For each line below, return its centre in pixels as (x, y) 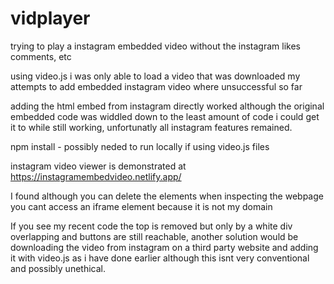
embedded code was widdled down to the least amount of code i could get (165, 116)
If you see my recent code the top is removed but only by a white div (151, 226)
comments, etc (41, 56)
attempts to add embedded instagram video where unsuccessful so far (156, 86)
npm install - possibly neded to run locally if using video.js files (140, 146)
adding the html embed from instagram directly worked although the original (167, 106)
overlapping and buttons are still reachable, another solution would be (154, 236)
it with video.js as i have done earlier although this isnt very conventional (160, 258)
